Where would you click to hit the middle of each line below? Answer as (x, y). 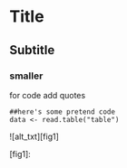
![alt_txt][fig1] (34, 136)
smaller (26, 76)
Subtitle (32, 50)
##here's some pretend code (63, 112)
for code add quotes (48, 95)
